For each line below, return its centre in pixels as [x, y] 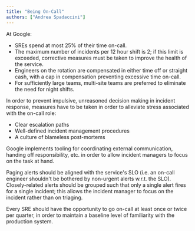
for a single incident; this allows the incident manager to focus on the [90, 191]
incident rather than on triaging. [44, 197]
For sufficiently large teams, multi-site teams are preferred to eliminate [100, 82]
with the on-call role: [31, 113]
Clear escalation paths [42, 124]
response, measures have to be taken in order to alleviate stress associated [98, 107]
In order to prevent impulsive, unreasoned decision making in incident [91, 100]
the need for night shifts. [44, 89]
